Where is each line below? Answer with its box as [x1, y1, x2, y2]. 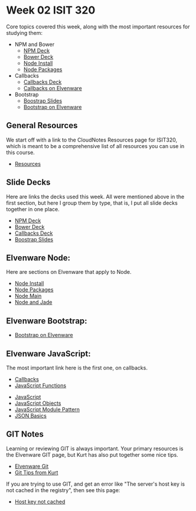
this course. [6, 149, 35, 156]
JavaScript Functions [14, 382, 67, 389]
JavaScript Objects [14, 399, 61, 407]
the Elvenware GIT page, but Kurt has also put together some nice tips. [6, 451, 178, 458]
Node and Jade [14, 299, 53, 306]
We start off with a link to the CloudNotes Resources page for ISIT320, [6, 136, 178, 143]
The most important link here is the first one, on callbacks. [6, 364, 148, 371]
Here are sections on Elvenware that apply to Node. [6, 268, 132, 276]
